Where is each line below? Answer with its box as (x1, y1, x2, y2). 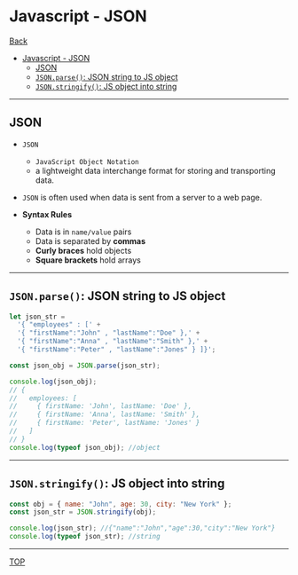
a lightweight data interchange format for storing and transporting (35, 165, 277, 176)
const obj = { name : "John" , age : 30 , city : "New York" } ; (9, 500, 232, 508)
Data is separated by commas (35, 235, 146, 246)
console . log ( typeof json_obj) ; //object (9, 443, 161, 452)
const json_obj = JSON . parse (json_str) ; (9, 361, 161, 370)
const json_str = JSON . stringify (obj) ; (9, 508, 157, 516)
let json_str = (9, 312, 66, 321)
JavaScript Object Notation (35, 157, 139, 166)
